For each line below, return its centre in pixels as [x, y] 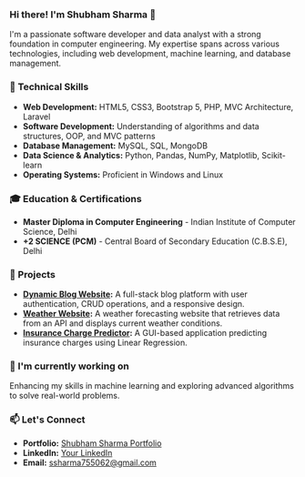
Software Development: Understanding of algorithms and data [141, 126]
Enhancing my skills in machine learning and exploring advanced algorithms [152, 386]
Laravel [36, 117]
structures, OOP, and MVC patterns [89, 136]
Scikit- [274, 155]
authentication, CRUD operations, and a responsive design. [133, 304]
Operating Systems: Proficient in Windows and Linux [123, 174]
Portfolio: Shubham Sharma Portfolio [92, 443]
